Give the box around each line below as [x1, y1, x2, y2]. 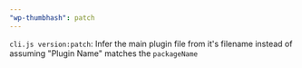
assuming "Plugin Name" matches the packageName [9, 47, 198, 59]
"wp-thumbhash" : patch [9, 13, 95, 23]
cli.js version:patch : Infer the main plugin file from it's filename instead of [9, 38, 293, 49]
